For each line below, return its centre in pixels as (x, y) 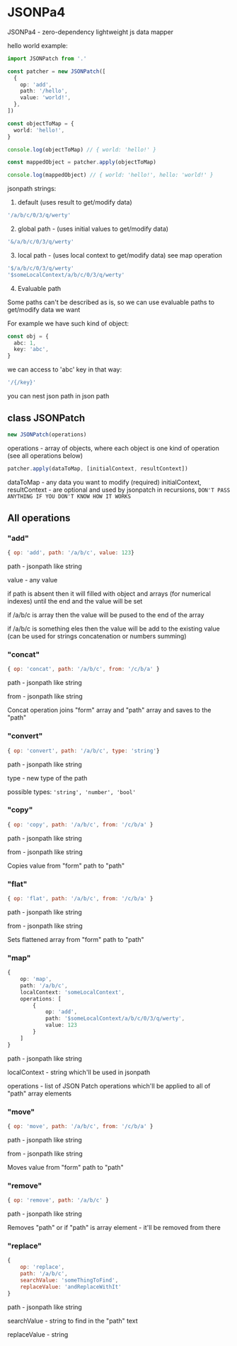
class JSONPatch (46, 418)
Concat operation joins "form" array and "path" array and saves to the (109, 710)
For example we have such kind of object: (68, 323)
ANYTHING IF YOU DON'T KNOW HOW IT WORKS (69, 496)
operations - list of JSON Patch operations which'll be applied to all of (109, 1086)
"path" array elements (40, 1093)
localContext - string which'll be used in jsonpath (79, 1072)
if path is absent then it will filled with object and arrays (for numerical (109, 594)
